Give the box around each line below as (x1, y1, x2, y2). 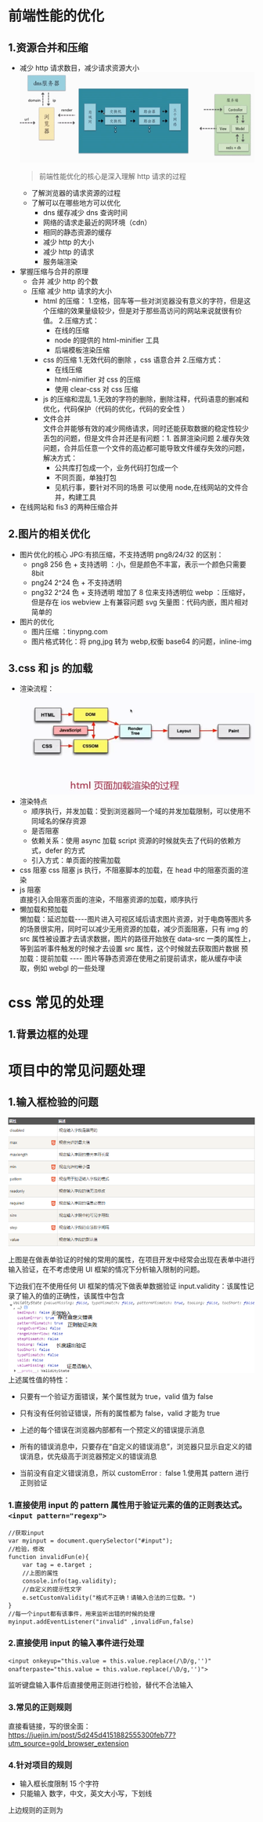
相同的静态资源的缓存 (42, 227, 112, 236)
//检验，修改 (8, 1546, 45, 1554)
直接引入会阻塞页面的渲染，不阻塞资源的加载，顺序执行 (19, 895, 198, 904)
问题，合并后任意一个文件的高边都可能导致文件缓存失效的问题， (42, 443, 249, 452)
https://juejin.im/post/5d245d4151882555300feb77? (8, 1730, 176, 1740)
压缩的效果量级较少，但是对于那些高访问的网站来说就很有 (49, 305, 236, 315)
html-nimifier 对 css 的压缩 (54, 374, 141, 384)
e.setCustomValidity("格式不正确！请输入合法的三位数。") (22, 1594, 196, 1602)
